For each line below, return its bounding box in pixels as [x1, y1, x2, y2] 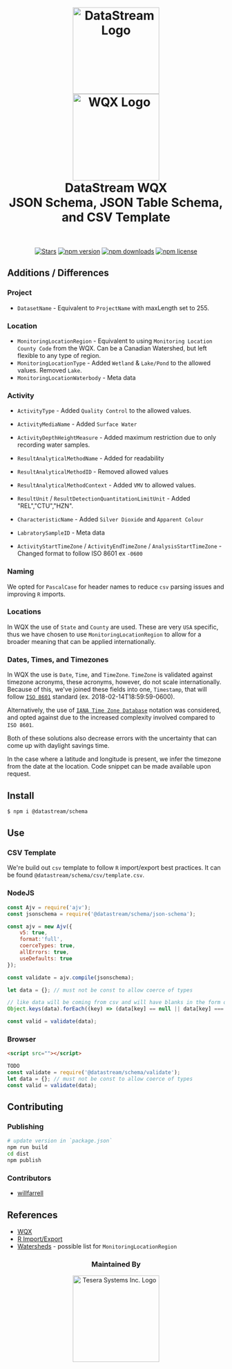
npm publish [7, 1157, 41, 1164]
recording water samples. [17, 440, 90, 449]
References [7, 1209, 58, 1221]
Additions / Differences [7, 267, 109, 279]
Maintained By [90, 1259, 142, 1269]
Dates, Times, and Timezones [7, 654, 109, 664]
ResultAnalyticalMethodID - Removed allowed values [17, 467, 169, 476]
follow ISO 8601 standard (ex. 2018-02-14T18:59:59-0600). [7, 692, 175, 701]
